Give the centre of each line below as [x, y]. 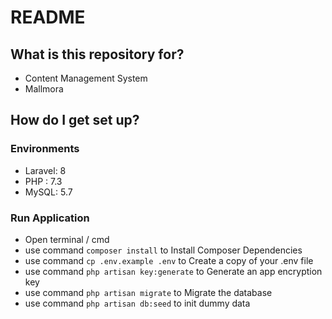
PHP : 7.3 [43, 181]
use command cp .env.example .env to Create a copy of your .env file [169, 260]
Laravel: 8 [45, 170]
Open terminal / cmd [67, 239]
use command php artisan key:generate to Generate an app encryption [173, 271]
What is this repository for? [97, 54]
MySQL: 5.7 [48, 192]
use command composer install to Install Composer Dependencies [163, 250]
